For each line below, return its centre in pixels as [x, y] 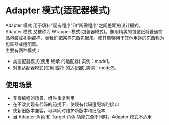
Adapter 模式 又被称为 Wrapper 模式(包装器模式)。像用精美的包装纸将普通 [82, 31]
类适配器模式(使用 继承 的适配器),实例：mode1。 [63, 61]
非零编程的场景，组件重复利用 [43, 98]
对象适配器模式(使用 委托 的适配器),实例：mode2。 [65, 67]
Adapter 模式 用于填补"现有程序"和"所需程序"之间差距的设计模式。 [74, 25]
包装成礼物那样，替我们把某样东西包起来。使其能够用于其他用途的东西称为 [87, 38]
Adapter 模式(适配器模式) [58, 10]
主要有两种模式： [23, 50]
